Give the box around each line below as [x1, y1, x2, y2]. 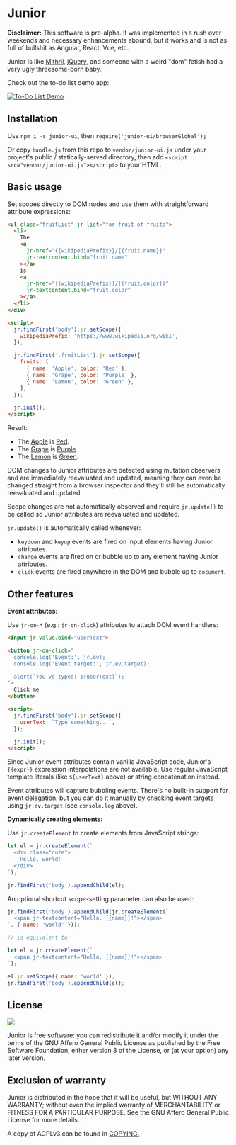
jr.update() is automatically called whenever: [7, 524, 141, 532]
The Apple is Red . [17, 437, 69, 446]
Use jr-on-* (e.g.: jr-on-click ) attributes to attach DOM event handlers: [7, 621, 219, 628]
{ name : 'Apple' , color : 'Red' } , [25, 365, 129, 373]
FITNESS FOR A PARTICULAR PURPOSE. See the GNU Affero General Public [7, 1108, 230, 1117]
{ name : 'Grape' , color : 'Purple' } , [25, 371, 138, 378]
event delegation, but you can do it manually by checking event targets [7, 794, 214, 802]
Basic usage [7, 181, 62, 193]
